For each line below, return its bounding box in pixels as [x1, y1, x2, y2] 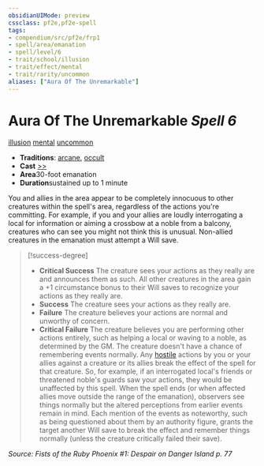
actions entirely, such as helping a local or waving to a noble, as [39, 333, 247, 343]
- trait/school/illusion [8, 56, 90, 64]
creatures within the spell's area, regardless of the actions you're [8, 202, 219, 212]
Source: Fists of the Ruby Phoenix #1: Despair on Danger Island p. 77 [8, 449, 232, 459]
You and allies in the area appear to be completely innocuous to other [8, 194, 234, 203]
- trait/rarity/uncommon [8, 70, 90, 78]
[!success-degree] [27, 250, 88, 261]
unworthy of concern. [39, 317, 110, 326]
